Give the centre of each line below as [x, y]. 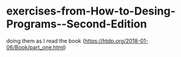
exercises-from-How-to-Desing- [91, 11]
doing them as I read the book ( [46, 41]
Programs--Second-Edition [77, 24]
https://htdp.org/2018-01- [117, 41]
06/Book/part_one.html [35, 47]
